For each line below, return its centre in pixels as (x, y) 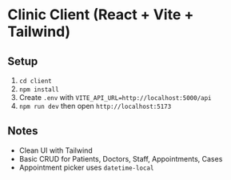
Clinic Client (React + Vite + (101, 15)
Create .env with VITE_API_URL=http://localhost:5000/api (115, 97)
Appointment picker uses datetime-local (86, 167)
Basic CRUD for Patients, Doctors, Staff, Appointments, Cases (121, 158)
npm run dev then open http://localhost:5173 (95, 106)
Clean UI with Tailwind (56, 150)
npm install (39, 90)
